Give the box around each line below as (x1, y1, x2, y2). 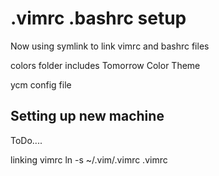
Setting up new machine (10, 108, 165, 125)
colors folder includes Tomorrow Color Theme (10, 59, 201, 71)
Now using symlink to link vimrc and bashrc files (10, 40, 210, 52)
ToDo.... (10, 134, 43, 146)
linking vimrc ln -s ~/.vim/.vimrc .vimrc (10, 153, 168, 166)
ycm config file (10, 78, 72, 91)
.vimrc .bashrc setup (10, 7, 187, 30)
